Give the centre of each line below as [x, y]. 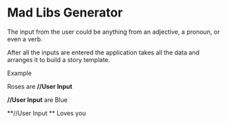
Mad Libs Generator [65, 13]
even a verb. [25, 39]
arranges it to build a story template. [59, 59]
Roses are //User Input [40, 86]
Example [20, 73]
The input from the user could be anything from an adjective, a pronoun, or [113, 32]
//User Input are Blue [37, 100]
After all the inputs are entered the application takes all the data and [103, 52]
